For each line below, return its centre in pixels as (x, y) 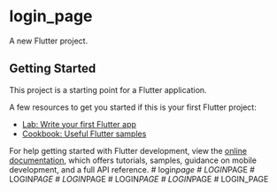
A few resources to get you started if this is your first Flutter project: (133, 107)
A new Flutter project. (49, 41)
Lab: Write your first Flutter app (79, 124)
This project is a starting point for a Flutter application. (108, 89)
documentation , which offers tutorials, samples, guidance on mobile (133, 160)
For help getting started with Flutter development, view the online (128, 150)
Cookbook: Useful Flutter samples (84, 134)
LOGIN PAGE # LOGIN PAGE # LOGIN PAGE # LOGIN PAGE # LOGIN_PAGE (139, 179)
